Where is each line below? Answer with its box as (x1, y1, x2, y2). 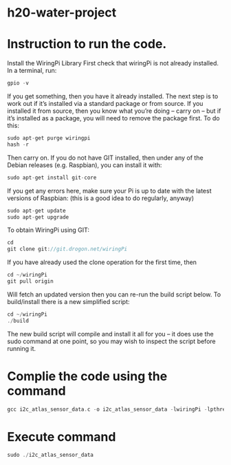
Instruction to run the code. (7, 36, 167, 52)
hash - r (7, 141, 30, 148)
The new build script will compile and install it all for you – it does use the (7, 329, 214, 338)
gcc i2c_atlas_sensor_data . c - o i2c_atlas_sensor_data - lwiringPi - (7, 406, 208, 413)
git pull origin (7, 278, 54, 285)
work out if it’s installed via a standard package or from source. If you (7, 100, 203, 107)
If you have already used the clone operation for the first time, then (7, 258, 197, 266)
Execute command (7, 429, 116, 444)
